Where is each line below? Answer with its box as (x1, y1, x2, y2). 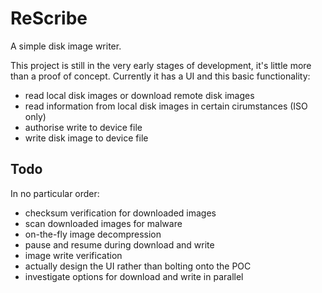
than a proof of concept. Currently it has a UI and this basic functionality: (10, 70, 311, 82)
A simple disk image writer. (10, 40, 122, 52)
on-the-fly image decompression (24, 228, 162, 240)
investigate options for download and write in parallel (24, 270, 244, 282)
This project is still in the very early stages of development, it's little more (10, 59, 312, 71)
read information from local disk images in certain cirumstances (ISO (24, 100, 308, 112)
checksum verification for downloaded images (24, 207, 217, 219)
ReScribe (10, 7, 88, 30)
